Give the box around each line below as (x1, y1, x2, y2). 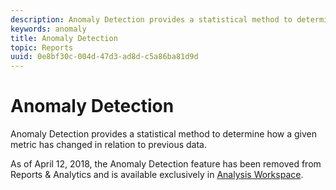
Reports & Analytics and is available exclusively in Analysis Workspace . (10, 169, 304, 181)
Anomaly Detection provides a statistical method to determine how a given (10, 128, 317, 140)
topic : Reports (10, 42, 74, 53)
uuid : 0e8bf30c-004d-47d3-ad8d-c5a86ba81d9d (10, 52, 199, 62)
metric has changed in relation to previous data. (10, 139, 208, 151)
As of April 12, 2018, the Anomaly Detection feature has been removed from (10, 158, 322, 170)
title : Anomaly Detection (10, 33, 118, 43)
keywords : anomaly (10, 24, 87, 34)
